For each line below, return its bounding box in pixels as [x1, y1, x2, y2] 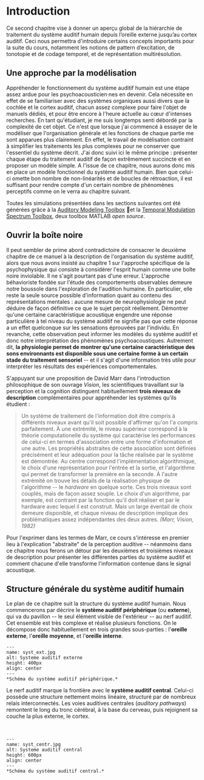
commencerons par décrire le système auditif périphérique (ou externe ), [6, 606, 191, 614]
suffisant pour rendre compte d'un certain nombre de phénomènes [6, 181, 174, 188]
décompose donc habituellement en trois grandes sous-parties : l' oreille [6, 626, 188, 633]
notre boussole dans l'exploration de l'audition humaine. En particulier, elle [6, 285, 193, 292]
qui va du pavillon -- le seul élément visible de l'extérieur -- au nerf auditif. [6, 613, 192, 620]
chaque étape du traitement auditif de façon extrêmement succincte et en [6, 155, 191, 163]
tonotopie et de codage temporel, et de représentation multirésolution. [6, 50, 182, 57]
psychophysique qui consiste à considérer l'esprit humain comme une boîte [6, 265, 196, 273]
